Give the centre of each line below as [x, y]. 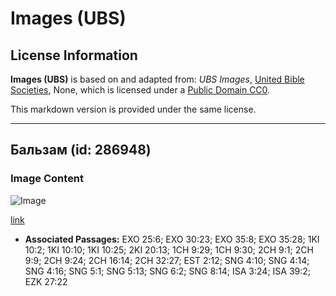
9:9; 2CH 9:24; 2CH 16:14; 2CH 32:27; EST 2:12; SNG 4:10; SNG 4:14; [167, 260]
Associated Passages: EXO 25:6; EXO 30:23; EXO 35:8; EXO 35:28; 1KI [172, 239]
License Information [74, 55]
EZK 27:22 [46, 281]
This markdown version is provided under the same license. [133, 109]
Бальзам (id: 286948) [81, 150]
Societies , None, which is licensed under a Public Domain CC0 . [140, 90]
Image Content [47, 179]
